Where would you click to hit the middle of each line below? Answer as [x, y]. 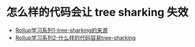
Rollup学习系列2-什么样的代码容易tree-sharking [75, 37]
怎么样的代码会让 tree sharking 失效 [97, 12]
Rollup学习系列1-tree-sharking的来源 [62, 30]
